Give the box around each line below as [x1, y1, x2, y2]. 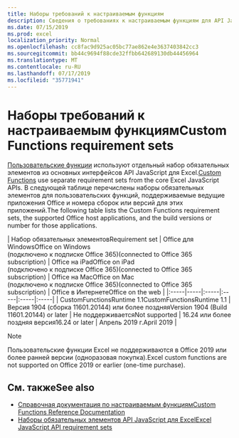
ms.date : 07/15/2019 [7, 23, 69, 31]
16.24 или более [182, 311, 231, 319]
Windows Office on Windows [7, 242, 91, 251]
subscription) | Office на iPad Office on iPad [7, 257, 135, 267]
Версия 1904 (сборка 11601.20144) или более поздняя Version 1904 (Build [7, 303, 228, 311]
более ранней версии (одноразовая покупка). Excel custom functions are [7, 353, 228, 362]
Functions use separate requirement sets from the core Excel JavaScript [7, 176, 219, 185]
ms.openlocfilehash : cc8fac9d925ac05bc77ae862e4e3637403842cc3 [7, 43, 199, 50]
